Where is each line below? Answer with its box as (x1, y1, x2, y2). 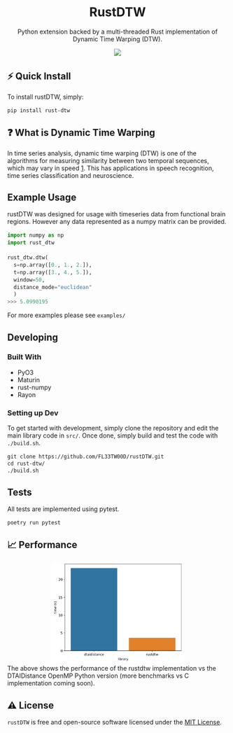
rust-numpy (17, 383, 52, 391)
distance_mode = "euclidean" (13, 284, 92, 291)
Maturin (17, 375, 41, 384)
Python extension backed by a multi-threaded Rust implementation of (17, 27, 218, 36)
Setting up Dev (7, 407, 59, 417)
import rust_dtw (7, 239, 55, 246)
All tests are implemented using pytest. (7, 505, 120, 513)
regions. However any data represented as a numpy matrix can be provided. (7, 218, 227, 226)
